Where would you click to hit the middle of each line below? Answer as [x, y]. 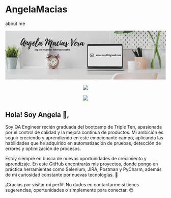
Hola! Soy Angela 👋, [37, 115]
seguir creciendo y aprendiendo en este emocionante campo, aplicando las [84, 138]
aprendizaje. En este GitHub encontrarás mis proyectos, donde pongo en [82, 164]
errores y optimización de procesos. [43, 148]
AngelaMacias [36, 9]
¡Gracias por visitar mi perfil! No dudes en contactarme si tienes [72, 185]
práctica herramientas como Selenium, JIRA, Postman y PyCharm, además [83, 169]
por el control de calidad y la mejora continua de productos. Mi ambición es [84, 132]
